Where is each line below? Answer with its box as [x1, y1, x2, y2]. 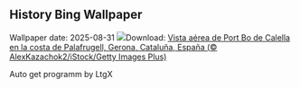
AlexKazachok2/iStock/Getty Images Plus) [9, 51, 167, 62]
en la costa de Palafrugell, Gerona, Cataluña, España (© [9, 41, 218, 52]
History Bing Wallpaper [9, 7, 143, 22]
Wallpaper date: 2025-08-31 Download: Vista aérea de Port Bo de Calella [9, 31, 291, 43]
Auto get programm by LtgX [9, 68, 113, 79]
